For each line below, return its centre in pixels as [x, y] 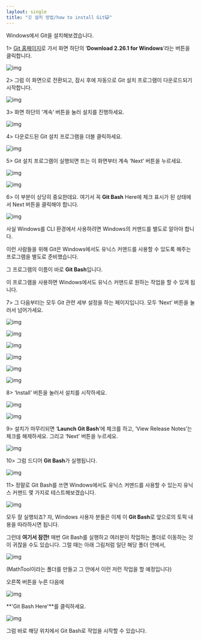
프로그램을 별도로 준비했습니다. [43, 257]
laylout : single [26, 12]
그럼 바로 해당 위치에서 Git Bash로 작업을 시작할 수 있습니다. [76, 630]
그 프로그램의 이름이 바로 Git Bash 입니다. [55, 269]
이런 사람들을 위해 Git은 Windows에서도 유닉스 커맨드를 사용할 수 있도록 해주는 [99, 249]
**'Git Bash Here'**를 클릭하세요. [46, 606]
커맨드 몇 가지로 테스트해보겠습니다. [54, 492]
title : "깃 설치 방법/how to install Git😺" [59, 17]
